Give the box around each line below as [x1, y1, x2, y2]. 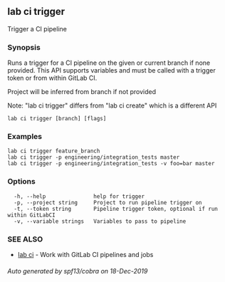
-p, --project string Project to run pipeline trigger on [14, 199, 202, 206]
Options [7, 177, 36, 187]
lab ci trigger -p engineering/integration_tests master [7, 154, 180, 161]
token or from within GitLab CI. [7, 74, 98, 83]
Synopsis [7, 42, 41, 52]
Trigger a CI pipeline [7, 24, 68, 33]
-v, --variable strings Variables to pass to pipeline [14, 217, 187, 225]
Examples [7, 132, 43, 142]
